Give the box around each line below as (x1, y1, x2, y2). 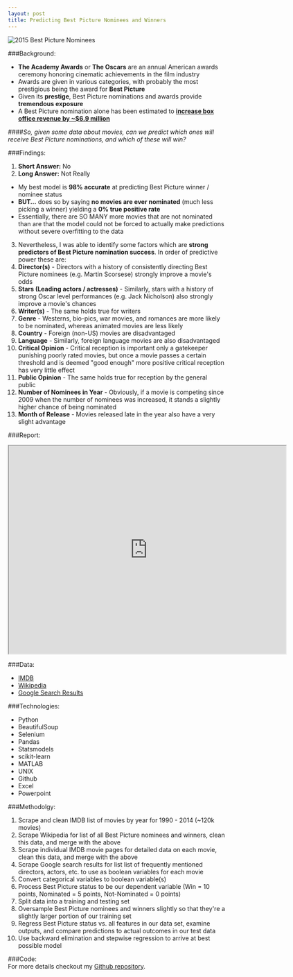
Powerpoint (17, 789, 51, 797)
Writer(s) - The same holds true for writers (17, 307, 141, 315)
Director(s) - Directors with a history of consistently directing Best (17, 262, 208, 271)
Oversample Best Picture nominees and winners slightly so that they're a (17, 904, 226, 912)
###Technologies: (8, 702, 60, 710)
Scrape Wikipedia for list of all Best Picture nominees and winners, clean (17, 831, 225, 839)
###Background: (8, 49, 56, 58)
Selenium (17, 730, 45, 738)
